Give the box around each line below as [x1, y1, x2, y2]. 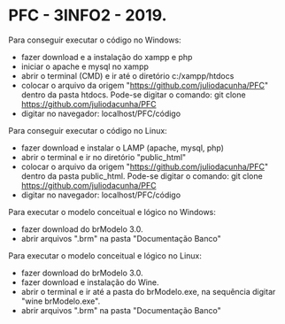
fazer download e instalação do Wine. [20, 276, 160, 288]
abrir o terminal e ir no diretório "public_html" [20, 151, 187, 162]
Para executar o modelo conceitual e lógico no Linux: [8, 250, 203, 261]
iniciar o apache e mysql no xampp [20, 61, 150, 72]
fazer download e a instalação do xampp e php [20, 51, 193, 62]
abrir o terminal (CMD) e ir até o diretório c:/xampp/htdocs [20, 70, 235, 81]
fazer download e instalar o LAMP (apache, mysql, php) [20, 143, 225, 153]
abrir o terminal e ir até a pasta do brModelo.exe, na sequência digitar [20, 286, 276, 297]
